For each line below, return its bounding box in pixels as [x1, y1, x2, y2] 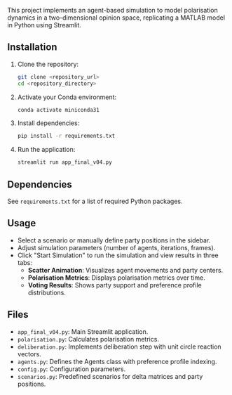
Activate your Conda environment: [17, 93, 117, 101]
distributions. [27, 288, 67, 297]
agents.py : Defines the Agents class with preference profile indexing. [17, 357, 217, 365]
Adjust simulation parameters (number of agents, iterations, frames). [17, 243, 216, 252]
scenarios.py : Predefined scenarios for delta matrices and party [17, 372, 203, 380]
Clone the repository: [17, 60, 79, 68]
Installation [7, 41, 57, 53]
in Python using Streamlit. [7, 21, 82, 29]
